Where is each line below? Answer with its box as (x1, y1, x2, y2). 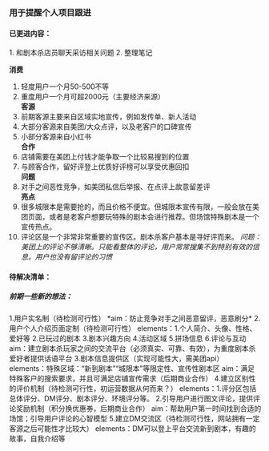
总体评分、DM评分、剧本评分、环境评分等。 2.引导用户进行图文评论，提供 (9, 393, 254, 403)
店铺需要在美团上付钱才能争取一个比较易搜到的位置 (20, 152, 190, 162)
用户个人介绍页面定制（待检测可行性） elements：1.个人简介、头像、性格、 (9, 323, 257, 333)
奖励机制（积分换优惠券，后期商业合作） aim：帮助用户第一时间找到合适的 (15, 403, 262, 413)
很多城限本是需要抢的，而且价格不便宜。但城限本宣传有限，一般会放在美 (20, 202, 259, 211)
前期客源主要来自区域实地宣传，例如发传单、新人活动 (20, 112, 197, 122)
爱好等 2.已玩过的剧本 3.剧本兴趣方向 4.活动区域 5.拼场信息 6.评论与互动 (9, 333, 247, 343)
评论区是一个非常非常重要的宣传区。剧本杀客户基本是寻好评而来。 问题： (20, 232, 262, 242)
